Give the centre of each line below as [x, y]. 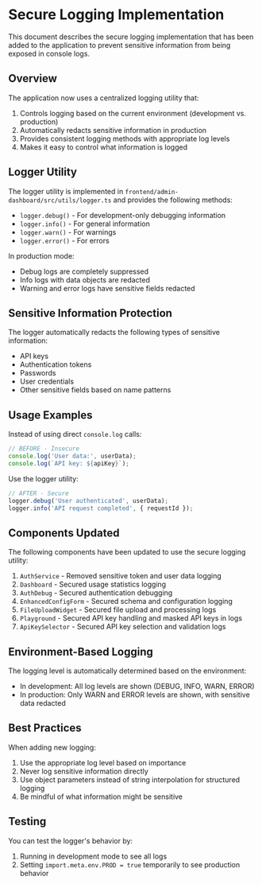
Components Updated [64, 533]
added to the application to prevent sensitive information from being [119, 45]
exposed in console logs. [49, 53]
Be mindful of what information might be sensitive [101, 796]
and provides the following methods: [173, 200]
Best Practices [45, 728]
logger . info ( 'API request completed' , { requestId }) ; [101, 508]
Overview [33, 78]
